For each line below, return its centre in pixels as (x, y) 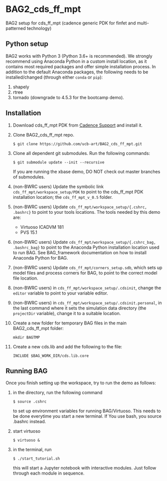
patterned (16, 28)
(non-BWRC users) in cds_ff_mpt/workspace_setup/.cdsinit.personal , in (87, 303)
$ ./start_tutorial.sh (36, 459)
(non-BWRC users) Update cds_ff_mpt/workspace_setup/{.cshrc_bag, (84, 242)
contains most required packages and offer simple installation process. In (81, 66)
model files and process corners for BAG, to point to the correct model (85, 273)
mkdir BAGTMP (26, 337)
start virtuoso (27, 431)
